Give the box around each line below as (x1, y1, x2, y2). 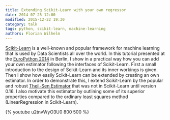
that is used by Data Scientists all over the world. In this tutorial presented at (5, 50, 165, 56)
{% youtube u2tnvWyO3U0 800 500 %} (5, 109, 89, 115)
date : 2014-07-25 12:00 (5, 12, 56, 17)
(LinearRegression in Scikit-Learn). (5, 99, 78, 105)
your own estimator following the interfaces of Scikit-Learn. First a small (5, 62, 157, 67)
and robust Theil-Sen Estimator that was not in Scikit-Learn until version (5, 83, 156, 89)
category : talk (5, 21, 38, 27)
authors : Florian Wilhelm (5, 31, 60, 36)
